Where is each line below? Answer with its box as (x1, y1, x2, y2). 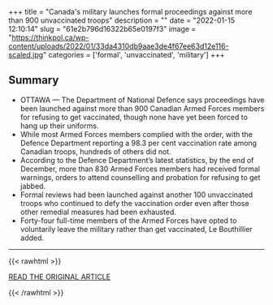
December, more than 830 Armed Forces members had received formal (19, 164, 260, 174)
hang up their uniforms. (19, 121, 99, 131)
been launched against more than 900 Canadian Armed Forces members (19, 103, 265, 113)
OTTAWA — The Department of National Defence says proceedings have (19, 95, 265, 105)
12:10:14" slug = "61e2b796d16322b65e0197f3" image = (8, 24, 197, 33)
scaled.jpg (8, 50, 44, 59)
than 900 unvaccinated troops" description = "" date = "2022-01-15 (8, 15, 236, 25)
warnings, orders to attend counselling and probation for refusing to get (19, 172, 261, 182)
